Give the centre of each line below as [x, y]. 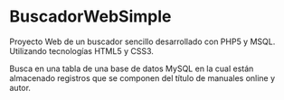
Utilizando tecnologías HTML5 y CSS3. [81, 50]
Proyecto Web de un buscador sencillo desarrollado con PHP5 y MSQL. [142, 41]
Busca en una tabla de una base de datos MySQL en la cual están [132, 68]
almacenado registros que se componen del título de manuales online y [142, 77]
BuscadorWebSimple [90, 17]
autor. [20, 87]
